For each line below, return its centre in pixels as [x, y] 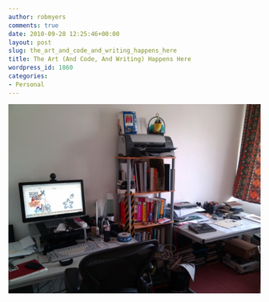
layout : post [30, 42]
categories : [28, 76]
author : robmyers [37, 17]
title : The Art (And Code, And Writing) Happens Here [100, 59]
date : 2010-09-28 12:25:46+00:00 [64, 34]
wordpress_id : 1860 [41, 68]
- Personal [26, 84]
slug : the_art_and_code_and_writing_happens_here [93, 51]
